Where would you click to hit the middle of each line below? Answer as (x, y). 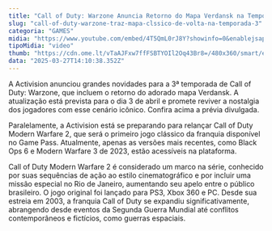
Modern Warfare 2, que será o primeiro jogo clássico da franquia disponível (134, 133)
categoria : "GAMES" (41, 31)
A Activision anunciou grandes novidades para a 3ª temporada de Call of (130, 84)
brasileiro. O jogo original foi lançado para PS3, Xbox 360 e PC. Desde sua (133, 192)
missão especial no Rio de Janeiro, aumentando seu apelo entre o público (132, 183)
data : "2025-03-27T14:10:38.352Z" (67, 61)
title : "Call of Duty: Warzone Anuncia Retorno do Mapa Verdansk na (126, 16)
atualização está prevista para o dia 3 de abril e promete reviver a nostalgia (134, 101)
